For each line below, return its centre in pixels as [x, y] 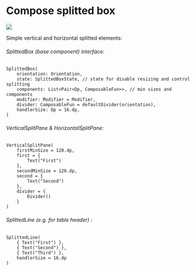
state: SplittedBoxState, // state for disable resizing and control [104, 79]
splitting [18, 84]
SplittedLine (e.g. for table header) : [49, 219]
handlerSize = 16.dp [42, 258]
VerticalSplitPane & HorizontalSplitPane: [55, 128]
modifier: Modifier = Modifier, [56, 100]
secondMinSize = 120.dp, [47, 171]
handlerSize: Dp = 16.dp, [48, 110]
